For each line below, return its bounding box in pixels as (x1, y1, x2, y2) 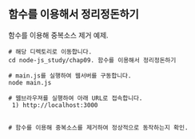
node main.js (8, 78, 52, 86)
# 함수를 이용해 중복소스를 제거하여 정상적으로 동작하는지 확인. (8, 123, 189, 132)
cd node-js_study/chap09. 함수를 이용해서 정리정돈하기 (8, 56, 177, 64)
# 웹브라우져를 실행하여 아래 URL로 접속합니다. (8, 94, 143, 102)
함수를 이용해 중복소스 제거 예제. (8, 30, 109, 40)
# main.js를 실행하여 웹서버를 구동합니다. (8, 71, 132, 80)
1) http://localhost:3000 (11, 101, 98, 109)
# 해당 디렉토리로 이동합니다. (8, 47, 93, 56)
